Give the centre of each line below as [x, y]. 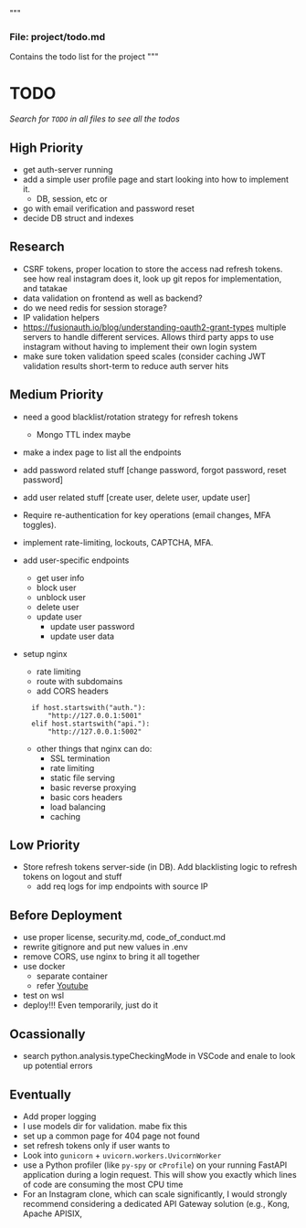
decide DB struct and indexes [78, 218]
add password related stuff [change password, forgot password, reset [154, 470]
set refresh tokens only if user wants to [96, 1145]
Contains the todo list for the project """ [84, 57]
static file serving [83, 778]
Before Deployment [66, 915]
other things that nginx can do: [94, 748]
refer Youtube [62, 986]
